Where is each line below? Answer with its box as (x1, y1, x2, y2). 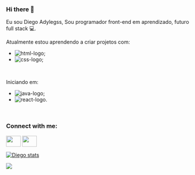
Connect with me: (6, 122, 58, 130)
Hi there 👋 (6, 5, 35, 13)
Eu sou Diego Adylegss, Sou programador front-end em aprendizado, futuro (6, 19, 190, 26)
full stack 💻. (6, 25, 37, 32)
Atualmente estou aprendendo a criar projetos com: (6, 38, 130, 45)
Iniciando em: (6, 79, 39, 86)
